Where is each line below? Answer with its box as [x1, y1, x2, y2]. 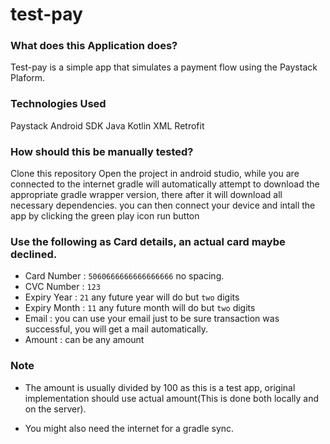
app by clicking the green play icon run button [10, 210, 200, 222]
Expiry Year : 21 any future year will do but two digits [24, 291, 240, 303]
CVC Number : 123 [24, 281, 101, 293]
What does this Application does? [10, 39, 178, 53]
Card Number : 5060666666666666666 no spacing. [24, 270, 225, 282]
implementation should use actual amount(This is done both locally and [24, 392, 320, 404]
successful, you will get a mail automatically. [24, 323, 209, 335]
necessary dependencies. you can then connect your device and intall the [10, 199, 316, 212]
